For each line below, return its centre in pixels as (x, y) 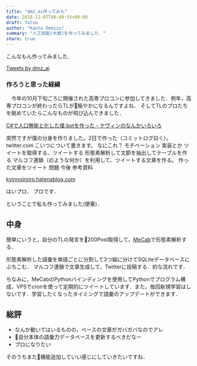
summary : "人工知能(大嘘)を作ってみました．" (56, 34)
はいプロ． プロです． (33, 191)
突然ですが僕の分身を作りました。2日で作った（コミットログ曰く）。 (89, 138)
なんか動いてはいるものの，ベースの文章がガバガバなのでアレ (89, 330)
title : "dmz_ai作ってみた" (37, 11)
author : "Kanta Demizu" (35, 28)
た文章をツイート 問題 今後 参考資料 (49, 168)
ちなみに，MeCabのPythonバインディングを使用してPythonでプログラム (94, 280)
